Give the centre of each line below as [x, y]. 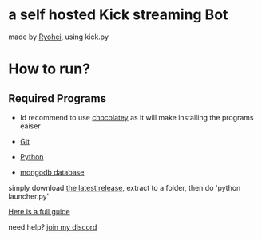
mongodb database [52, 172]
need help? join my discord [53, 227]
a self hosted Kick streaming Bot [118, 15]
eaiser [30, 126]
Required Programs [57, 98]
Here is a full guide [39, 211]
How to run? [49, 69]
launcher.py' [29, 196]
